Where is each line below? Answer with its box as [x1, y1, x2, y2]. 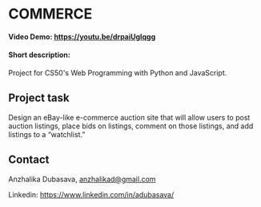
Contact [8, 153, 50, 167]
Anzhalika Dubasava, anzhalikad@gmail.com [8, 174, 156, 184]
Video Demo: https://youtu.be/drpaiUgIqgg [8, 31, 156, 41]
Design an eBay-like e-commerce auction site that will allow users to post [8, 112, 251, 122]
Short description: [8, 50, 70, 60]
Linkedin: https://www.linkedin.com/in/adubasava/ [8, 189, 175, 199]
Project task [8, 91, 70, 105]
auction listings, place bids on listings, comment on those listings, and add [8, 121, 254, 131]
